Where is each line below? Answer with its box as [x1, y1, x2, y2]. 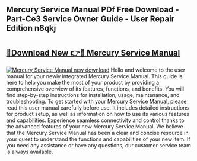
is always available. [6, 148, 53, 155]
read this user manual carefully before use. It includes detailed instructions [6, 104, 189, 111]
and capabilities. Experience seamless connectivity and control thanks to [6, 117, 185, 124]
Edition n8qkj [6, 23, 56, 33]
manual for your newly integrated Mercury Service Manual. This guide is [6, 73, 183, 79]
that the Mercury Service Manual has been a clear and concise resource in [6, 130, 189, 136]
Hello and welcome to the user [110, 66, 186, 73]
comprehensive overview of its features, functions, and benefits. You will [6, 85, 185, 92]
